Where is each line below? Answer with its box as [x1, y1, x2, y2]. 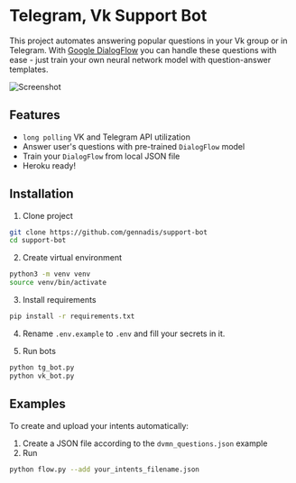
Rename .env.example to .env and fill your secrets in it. [22, 328, 226, 339]
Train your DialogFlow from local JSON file [22, 150, 180, 161]
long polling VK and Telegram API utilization [22, 132, 191, 142]
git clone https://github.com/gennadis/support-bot [9, 227, 208, 237]
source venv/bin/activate [9, 278, 106, 287]
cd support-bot [9, 236, 67, 245]
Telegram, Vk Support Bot [9, 5, 208, 26]
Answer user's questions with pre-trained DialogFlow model [22, 141, 245, 151]
